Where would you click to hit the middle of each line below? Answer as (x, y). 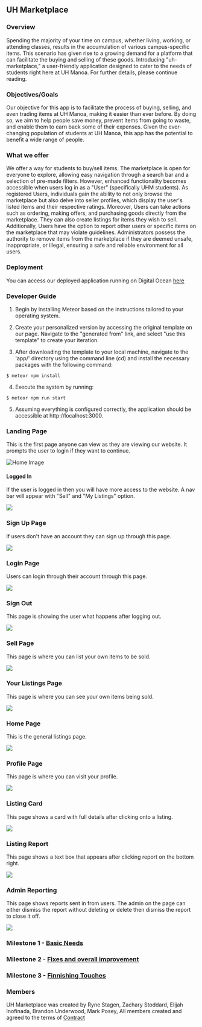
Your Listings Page (34, 683)
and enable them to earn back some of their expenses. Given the (87, 127)
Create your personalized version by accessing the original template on (104, 327)
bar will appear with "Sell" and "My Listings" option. (71, 496)
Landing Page (27, 431)
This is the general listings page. (47, 737)
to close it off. (23, 916)
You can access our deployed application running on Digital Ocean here (96, 281)
